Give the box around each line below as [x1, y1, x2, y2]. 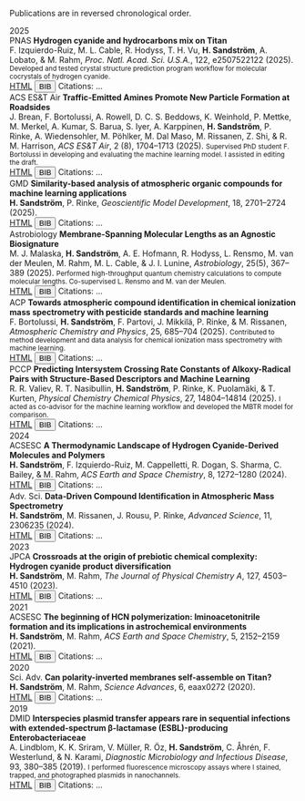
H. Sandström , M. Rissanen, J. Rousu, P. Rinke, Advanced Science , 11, [9, 510, 273, 520]
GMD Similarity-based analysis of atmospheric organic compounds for [9, 178, 283, 189]
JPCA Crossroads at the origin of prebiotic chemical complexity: [9, 551, 258, 561]
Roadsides [9, 102, 51, 112]
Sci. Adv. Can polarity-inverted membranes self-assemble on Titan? [9, 672, 272, 683]
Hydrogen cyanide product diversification [9, 560, 171, 571]
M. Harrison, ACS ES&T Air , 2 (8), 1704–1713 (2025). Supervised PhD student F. [9, 140, 290, 151]
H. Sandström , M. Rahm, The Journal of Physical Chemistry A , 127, [9, 570, 261, 581]
